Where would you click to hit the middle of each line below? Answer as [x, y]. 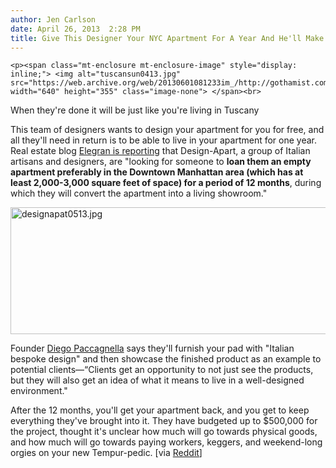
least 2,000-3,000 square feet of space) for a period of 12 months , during [166, 183]
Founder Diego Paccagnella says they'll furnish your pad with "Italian [152, 348]
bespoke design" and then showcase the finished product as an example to [166, 359]
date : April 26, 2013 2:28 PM [75, 29]
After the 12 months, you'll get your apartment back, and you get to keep [160, 410]
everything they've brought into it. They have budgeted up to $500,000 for [164, 421]
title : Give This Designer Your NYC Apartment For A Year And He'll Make [167, 38]
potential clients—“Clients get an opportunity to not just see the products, [162, 370]
